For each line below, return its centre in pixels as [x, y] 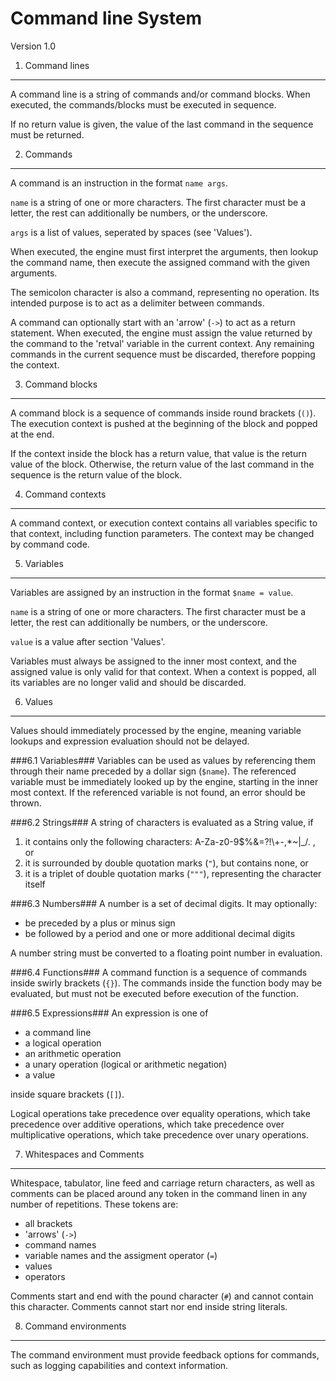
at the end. [32, 434]
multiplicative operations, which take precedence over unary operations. [159, 1134]
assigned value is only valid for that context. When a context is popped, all [163, 671]
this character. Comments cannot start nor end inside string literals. [149, 1306]
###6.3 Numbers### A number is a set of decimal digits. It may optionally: [164, 903]
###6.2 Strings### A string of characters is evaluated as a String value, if [162, 822]
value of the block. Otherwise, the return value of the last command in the [162, 464]
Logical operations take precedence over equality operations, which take [160, 1113]
